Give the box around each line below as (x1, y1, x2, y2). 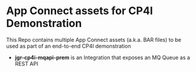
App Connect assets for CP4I (6, 4, 153, 18)
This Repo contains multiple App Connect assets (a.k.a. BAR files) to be (6, 36, 182, 43)
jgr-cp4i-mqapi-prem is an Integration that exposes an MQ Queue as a (14, 54, 191, 61)
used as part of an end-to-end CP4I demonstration (6, 42, 131, 50)
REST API (14, 60, 39, 67)
